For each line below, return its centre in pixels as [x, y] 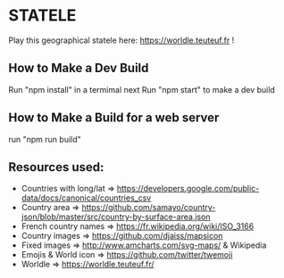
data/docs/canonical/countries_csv [86, 198]
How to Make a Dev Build [79, 68]
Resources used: [56, 167]
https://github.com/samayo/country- [149, 208]
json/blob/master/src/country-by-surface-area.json [116, 217]
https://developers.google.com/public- [188, 189]
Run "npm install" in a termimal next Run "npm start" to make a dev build [142, 89]
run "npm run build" [45, 139]
